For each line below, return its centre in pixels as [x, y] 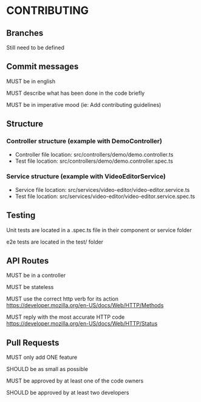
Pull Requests [33, 343]
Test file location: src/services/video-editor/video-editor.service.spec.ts [105, 196]
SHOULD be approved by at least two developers [68, 393]
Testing [21, 215]
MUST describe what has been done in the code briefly [76, 93]
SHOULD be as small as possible [47, 369]
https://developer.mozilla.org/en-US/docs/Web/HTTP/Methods [85, 305]
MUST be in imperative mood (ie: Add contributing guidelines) [84, 104]
